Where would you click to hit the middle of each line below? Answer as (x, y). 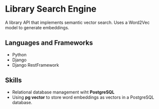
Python (19, 54)
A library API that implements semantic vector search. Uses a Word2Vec (77, 22)
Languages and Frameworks (49, 43)
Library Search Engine (51, 9)
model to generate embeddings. (37, 27)
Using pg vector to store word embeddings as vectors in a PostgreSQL (83, 97)
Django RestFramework (35, 65)
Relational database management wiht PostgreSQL (63, 92)
